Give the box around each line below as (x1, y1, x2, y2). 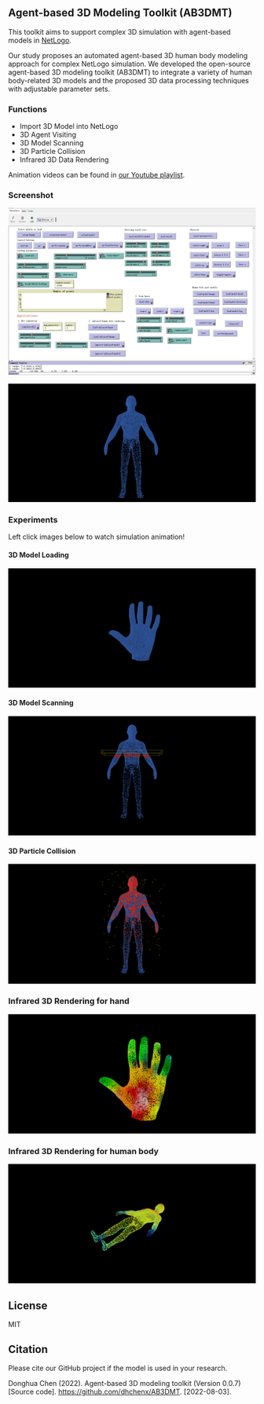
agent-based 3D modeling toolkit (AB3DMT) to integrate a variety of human (8, 67, 253, 77)
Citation (8, 1343, 49, 1356)
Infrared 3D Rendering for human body (8, 1146, 159, 1157)
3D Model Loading (8, 550, 69, 560)
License (8, 1299, 48, 1312)
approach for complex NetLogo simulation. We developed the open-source (8, 59, 251, 68)
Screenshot (8, 190, 53, 201)
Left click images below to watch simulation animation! (8, 532, 185, 541)
